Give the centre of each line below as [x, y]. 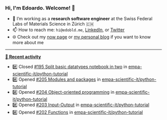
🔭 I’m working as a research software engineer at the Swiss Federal [82, 19]
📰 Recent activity [23, 57]
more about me [28, 43]
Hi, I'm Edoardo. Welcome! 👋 [40, 8]
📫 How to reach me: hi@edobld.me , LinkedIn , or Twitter [68, 30]
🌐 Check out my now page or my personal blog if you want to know [82, 37]
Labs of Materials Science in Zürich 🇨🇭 [53, 24]
